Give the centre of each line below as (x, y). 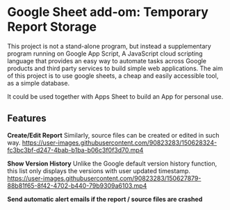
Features (27, 119)
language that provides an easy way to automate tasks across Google (107, 60)
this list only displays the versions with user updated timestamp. (99, 170)
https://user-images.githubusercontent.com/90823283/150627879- (104, 178)
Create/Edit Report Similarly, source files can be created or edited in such (114, 135)
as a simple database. (39, 83)
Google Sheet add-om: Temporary (108, 12)
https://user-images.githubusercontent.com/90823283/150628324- (120, 143)
